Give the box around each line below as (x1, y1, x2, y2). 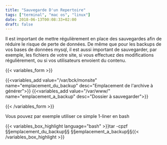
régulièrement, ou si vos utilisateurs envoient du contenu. (5, 57, 127, 64)
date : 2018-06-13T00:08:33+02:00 (5, 17, 77, 22)
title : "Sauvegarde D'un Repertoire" (5, 7, 86, 13)
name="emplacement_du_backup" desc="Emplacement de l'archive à (5, 83, 153, 89)
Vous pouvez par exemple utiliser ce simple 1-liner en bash (5, 113, 130, 119)
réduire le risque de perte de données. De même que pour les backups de (5, 41, 161, 47)
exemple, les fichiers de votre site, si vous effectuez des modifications (5, 52, 154, 58)
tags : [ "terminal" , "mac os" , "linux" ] (5, 12, 91, 17)
